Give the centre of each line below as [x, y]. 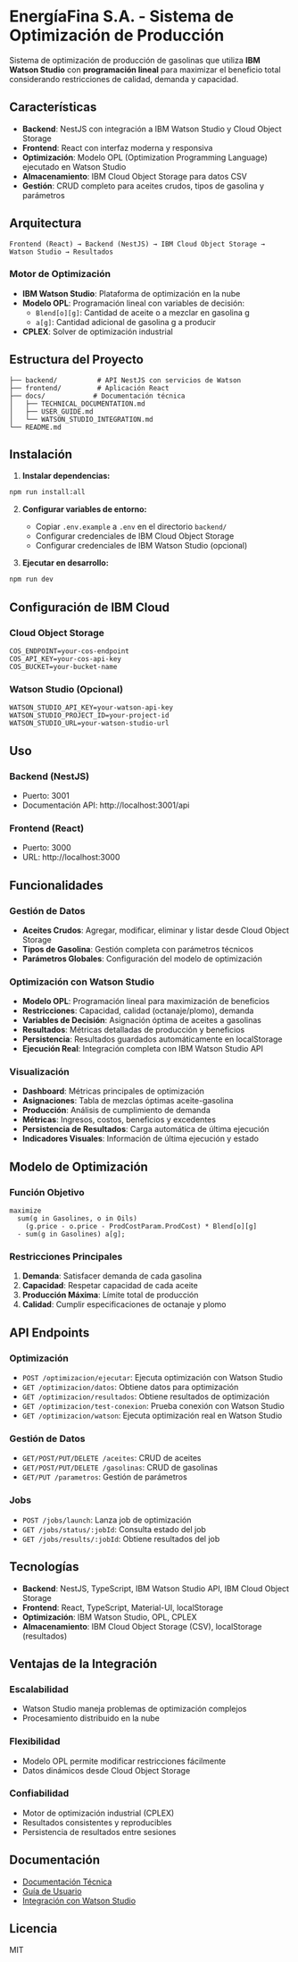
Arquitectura [46, 224]
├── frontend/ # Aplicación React [89, 388]
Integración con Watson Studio [79, 1900]
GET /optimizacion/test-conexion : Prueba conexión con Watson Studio [153, 1406]
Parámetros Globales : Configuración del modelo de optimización [142, 959]
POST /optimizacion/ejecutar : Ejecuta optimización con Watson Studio [153, 1378]
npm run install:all [48, 492]
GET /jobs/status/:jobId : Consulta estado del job [114, 1529]
